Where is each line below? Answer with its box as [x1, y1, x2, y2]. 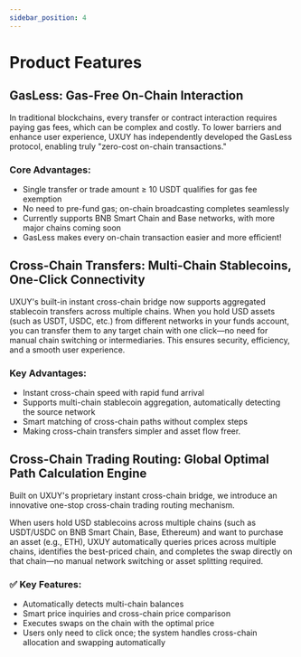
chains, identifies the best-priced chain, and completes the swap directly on [9, 546, 293, 557]
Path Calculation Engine [9, 466, 147, 482]
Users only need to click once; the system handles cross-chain [22, 627, 258, 638]
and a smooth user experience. [9, 344, 126, 355]
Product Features [9, 52, 143, 72]
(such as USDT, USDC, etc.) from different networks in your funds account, [9, 315, 289, 326]
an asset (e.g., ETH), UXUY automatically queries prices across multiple [9, 536, 277, 547]
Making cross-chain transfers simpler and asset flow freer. [22, 426, 241, 436]
